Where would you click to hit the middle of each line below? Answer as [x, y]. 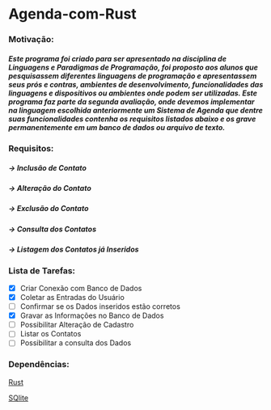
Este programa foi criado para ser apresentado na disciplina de [117, 58]
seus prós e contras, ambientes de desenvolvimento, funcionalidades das [136, 84]
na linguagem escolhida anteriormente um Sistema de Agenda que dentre [135, 110]
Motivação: [31, 40]
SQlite [19, 398]
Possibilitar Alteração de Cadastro [77, 325]
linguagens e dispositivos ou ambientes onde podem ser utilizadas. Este [133, 93]
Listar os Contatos [51, 334]
